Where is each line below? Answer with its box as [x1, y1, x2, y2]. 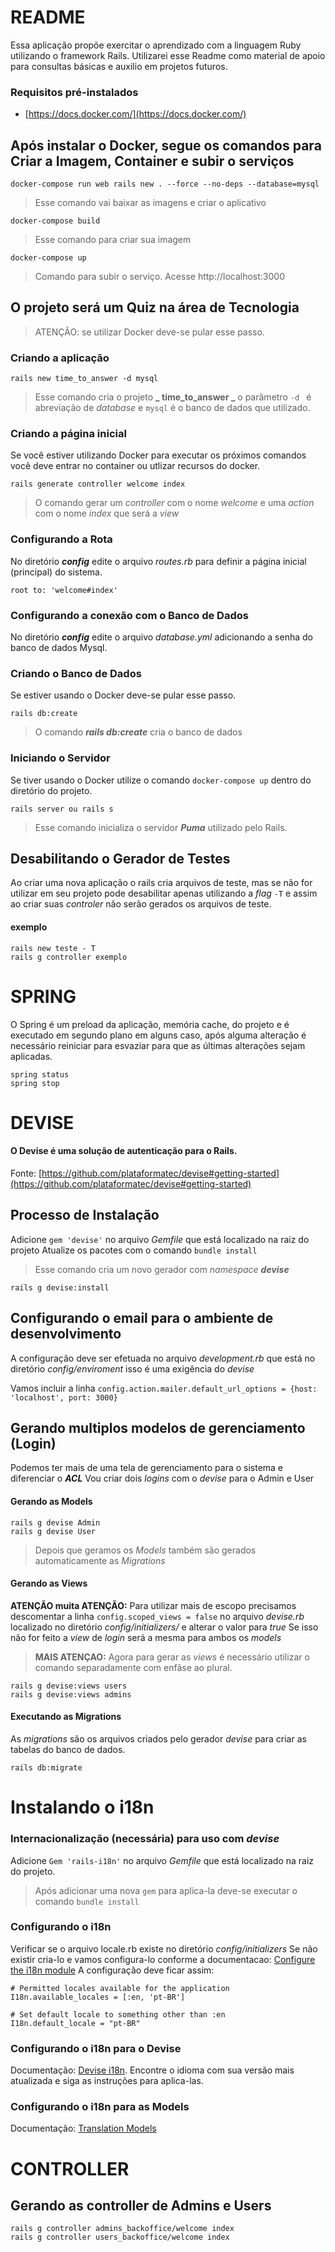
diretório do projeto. [10, 784, 93, 796]
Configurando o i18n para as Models [10, 2100, 190, 2114]
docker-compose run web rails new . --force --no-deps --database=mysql [10, 179, 320, 190]
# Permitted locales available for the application [10, 1983, 230, 1993]
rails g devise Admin [10, 1517, 101, 1528]
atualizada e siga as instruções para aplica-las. [10, 2075, 204, 2087]
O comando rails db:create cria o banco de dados [34, 726, 243, 738]
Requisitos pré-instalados [10, 85, 139, 99]
